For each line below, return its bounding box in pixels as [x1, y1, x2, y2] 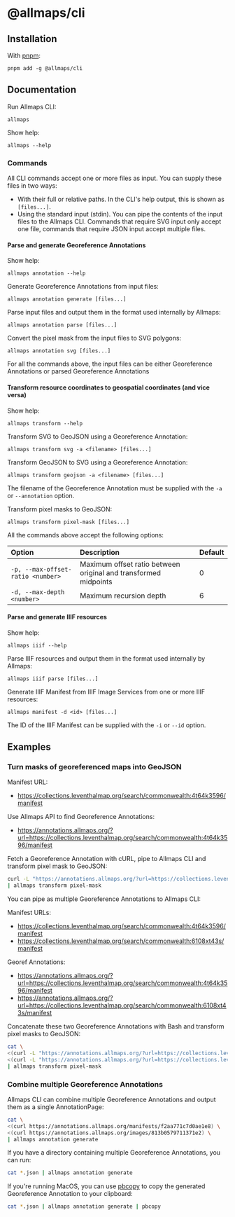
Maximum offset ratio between [80, 559, 180, 569]
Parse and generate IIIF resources [7, 613, 107, 621]
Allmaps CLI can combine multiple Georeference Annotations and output [7, 1095, 216, 1103]
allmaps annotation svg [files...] [7, 348, 111, 355]
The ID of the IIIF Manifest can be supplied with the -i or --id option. [7, 720, 206, 729]
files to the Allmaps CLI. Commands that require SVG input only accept [17, 217, 222, 226]
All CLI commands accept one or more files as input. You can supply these [7, 174, 222, 183]
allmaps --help [7, 142, 52, 149]
